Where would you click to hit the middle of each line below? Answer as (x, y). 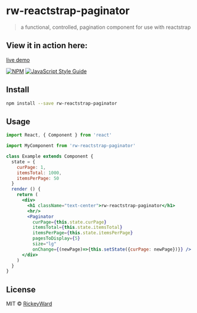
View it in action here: (47, 46)
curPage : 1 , (31, 167)
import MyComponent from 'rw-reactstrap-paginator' (71, 146)
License (21, 289)
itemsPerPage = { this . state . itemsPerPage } (83, 233)
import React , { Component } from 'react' (59, 135)
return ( (27, 195)
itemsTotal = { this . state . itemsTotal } (77, 228)
